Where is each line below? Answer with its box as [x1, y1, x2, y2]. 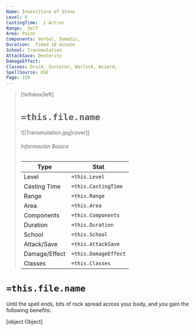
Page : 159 [6, 75, 31, 81]
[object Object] [6, 318, 43, 326]
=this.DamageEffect [71, 250, 126, 258]
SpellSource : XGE [6, 69, 49, 75]
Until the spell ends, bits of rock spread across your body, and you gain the [6, 300, 189, 308]
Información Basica [20, 143, 69, 150]
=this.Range [71, 193, 105, 200]
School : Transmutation [6, 47, 62, 53]
